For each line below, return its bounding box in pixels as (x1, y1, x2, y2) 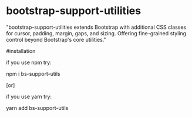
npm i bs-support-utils (6, 70, 60, 77)
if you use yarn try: (6, 93, 52, 100)
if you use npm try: (6, 59, 52, 66)
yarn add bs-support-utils (6, 104, 69, 111)
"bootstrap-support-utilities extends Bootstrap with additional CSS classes (6, 24, 187, 31)
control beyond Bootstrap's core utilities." (6, 36, 107, 43)
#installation (6, 47, 36, 54)
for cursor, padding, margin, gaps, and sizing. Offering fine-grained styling (6, 29, 187, 36)
